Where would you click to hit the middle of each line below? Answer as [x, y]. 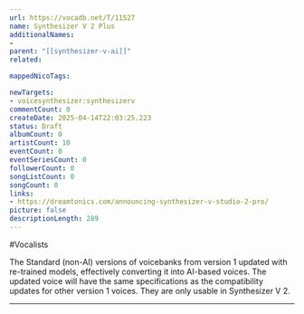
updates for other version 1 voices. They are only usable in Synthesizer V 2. [150, 290]
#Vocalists [29, 244]
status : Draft [36, 126]
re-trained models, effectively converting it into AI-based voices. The [138, 271]
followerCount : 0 [42, 168]
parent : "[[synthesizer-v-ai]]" [70, 52]
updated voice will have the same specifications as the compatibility [137, 281]
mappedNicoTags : [40, 76]
